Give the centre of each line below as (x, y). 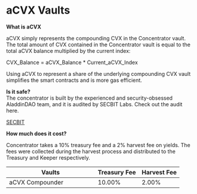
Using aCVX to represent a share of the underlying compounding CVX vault (99, 74)
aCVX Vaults (38, 10)
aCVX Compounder (36, 182)
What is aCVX (24, 27)
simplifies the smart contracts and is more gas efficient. (74, 80)
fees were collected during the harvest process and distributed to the (91, 151)
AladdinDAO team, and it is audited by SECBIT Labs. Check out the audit (94, 104)
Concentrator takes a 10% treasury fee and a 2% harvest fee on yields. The (99, 145)
